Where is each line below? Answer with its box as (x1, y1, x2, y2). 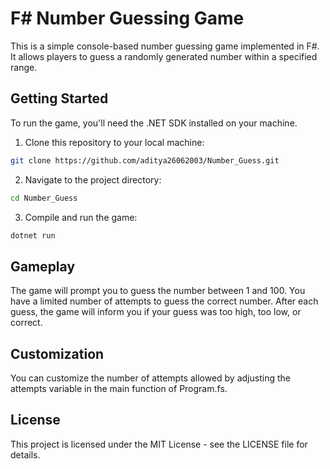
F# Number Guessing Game (10, 7, 245, 30)
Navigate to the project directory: (24, 173, 162, 186)
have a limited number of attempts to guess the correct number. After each (10, 295, 319, 307)
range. (10, 61, 38, 73)
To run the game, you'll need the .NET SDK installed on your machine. (10, 117, 298, 129)
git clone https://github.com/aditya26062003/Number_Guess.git (10, 155, 280, 166)
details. (10, 448, 41, 461)
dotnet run (10, 230, 56, 241)
